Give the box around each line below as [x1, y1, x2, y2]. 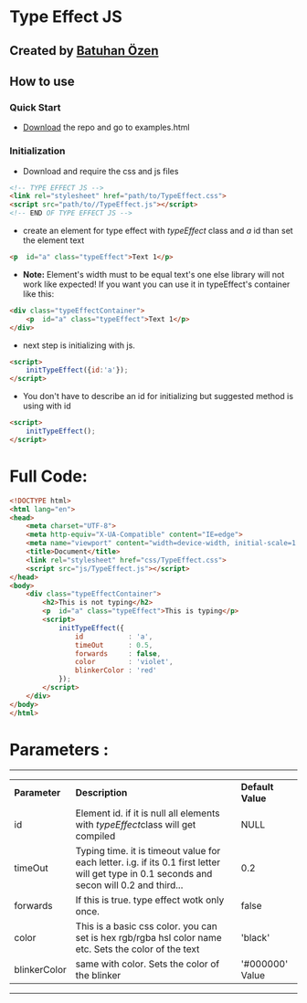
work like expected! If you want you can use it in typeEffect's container [22, 279, 291, 290]
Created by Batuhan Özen [9, 43, 159, 58]
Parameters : [9, 739, 110, 760]
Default [240, 781, 274, 794]
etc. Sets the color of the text [75, 943, 200, 955]
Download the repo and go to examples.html [22, 121, 190, 133]
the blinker [75, 969, 122, 982]
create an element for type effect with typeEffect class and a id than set [22, 226, 294, 237]
